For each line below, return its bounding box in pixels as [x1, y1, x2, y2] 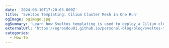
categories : [5, 30, 30, 35]
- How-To [10, 35, 28, 40]
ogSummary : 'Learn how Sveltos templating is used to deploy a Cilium [5, 21, 156, 26]
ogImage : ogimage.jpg [5, 16, 51, 21]
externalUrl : [5, 26, 33, 31]
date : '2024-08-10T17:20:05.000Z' [5, 7, 78, 12]
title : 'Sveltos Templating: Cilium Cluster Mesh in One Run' [5, 12, 138, 17]
